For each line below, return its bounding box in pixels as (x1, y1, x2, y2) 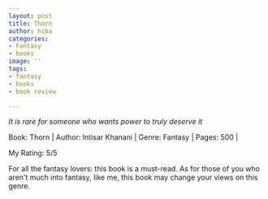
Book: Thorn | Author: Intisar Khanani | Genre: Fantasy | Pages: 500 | (8, 132, 239, 142)
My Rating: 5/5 (8, 148, 58, 158)
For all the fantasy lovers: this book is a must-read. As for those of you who (8, 164, 260, 174)
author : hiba (8, 27, 53, 35)
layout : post (8, 11, 53, 20)
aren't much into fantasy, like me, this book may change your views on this (8, 172, 258, 183)
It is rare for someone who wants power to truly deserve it (8, 117, 203, 127)
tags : (8, 65, 27, 73)
